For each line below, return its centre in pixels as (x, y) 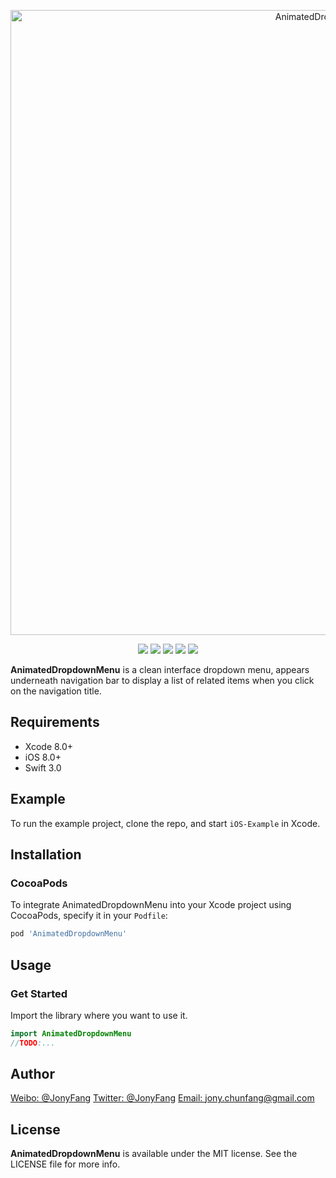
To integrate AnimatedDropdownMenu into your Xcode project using (151, 905)
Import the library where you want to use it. (99, 1015)
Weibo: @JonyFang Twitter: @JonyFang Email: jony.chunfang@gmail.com (162, 1098)
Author (32, 1074)
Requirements (55, 722)
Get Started (39, 993)
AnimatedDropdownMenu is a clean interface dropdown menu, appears (160, 669)
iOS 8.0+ (43, 757)
